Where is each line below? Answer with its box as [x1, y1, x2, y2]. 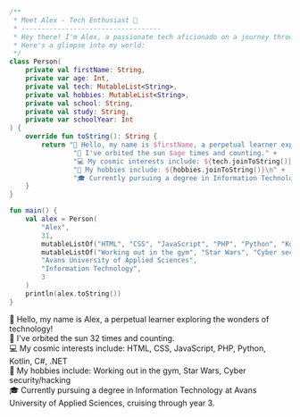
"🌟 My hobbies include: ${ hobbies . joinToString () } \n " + [72, 165, 286, 174]
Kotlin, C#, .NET [9, 355, 68, 366]
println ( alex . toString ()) [25, 289, 122, 298]
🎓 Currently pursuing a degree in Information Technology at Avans [9, 384, 257, 396]
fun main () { [9, 206, 58, 215]
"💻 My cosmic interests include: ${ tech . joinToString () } [72, 156, 293, 166]
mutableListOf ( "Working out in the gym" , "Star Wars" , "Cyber [41, 247, 278, 257]
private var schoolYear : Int [25, 115, 134, 124]
